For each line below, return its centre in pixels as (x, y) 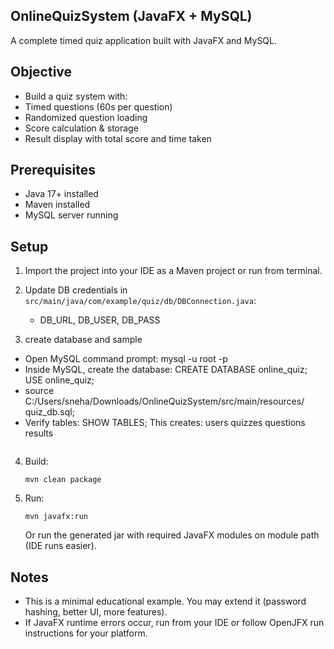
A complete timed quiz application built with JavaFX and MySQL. (144, 40)
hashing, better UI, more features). (96, 612)
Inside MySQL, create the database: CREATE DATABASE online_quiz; (166, 370)
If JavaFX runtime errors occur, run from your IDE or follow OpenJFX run (174, 623)
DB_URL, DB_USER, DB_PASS (100, 320)
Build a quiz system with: (76, 96)
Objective (41, 72)
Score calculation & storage (81, 128)
